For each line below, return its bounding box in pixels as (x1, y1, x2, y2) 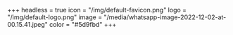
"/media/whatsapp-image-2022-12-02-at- (103, 13, 227, 21)
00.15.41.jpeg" (7, 21, 48, 28)
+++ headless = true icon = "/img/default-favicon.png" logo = (7, 6, 187, 14)
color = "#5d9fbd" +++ (49, 21, 117, 28)
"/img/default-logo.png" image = (7, 13, 103, 21)
